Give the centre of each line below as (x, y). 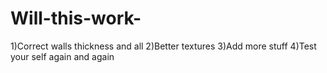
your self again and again (62, 56)
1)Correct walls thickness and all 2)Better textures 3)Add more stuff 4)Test (163, 46)
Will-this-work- (76, 18)
